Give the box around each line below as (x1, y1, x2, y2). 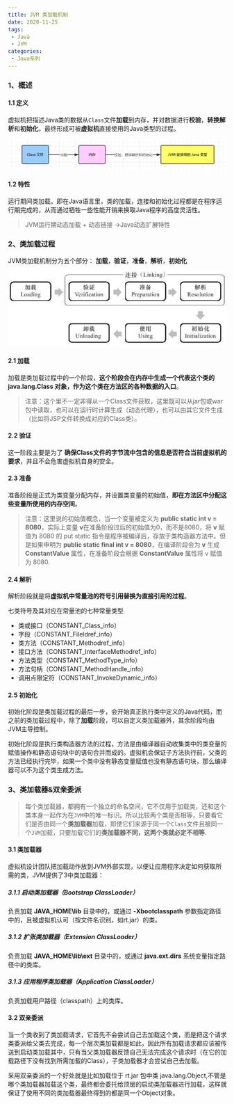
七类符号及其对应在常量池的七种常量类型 (8, 607, 124, 615)
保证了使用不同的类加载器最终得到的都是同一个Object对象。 (8, 1089, 179, 1097)
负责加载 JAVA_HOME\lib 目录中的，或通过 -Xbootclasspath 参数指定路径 (8, 906, 222, 915)
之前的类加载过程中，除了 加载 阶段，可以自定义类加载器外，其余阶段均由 (8, 717, 215, 725)
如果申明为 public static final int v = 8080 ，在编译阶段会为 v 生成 (31, 541, 220, 549)
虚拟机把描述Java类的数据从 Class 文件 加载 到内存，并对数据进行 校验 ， (8, 115, 208, 124)
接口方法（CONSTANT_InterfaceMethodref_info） (17, 648, 160, 656)
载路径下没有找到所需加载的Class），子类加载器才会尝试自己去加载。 (8, 1057, 203, 1065)
